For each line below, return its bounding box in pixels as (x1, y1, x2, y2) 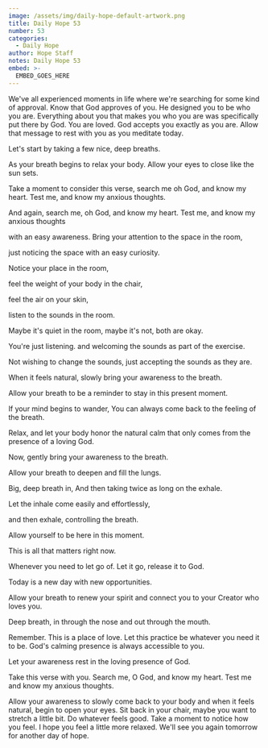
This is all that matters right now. (8, 546, 117, 555)
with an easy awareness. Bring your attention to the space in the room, (8, 231, 243, 242)
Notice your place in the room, (8, 263, 109, 272)
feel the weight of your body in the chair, (8, 279, 143, 289)
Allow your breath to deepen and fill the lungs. (8, 467, 162, 477)
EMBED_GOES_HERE (15, 72, 70, 80)
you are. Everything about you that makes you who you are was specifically (8, 110, 259, 121)
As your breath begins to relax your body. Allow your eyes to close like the (8, 159, 255, 169)
